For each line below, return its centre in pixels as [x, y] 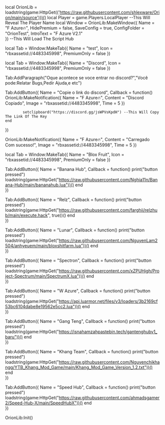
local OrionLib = [21, 7]
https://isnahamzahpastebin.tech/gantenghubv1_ [108, 332]
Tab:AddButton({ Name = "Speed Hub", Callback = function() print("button [80, 387]
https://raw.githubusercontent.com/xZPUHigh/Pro [109, 271]
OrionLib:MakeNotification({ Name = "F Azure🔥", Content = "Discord [74, 98]
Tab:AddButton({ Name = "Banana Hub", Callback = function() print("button [82, 169]
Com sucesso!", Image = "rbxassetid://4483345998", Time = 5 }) [71, 145]
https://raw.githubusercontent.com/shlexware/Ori [110, 12]
